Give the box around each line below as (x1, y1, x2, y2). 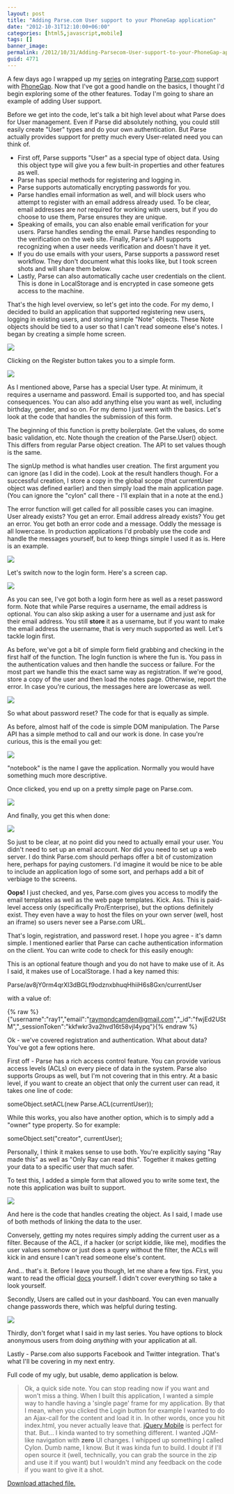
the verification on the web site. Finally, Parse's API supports (17, 235, 192, 243)
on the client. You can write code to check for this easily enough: (7, 946, 194, 954)
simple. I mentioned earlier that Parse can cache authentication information (7, 938, 224, 947)
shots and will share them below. (17, 264, 111, 272)
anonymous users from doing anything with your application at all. (7, 1336, 197, 1344)
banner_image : (7, 42, 49, 49)
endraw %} (165, 1022, 198, 1031)
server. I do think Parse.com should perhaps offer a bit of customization (7, 853, 214, 861)
